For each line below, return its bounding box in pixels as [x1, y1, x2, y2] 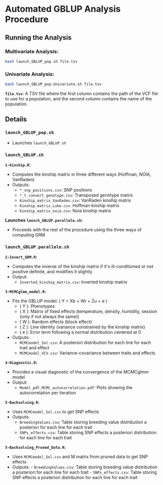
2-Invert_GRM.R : [5, 254, 38, 260]
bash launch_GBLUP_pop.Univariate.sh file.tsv [5, 82, 102, 87]
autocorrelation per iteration [19, 390, 76, 396]
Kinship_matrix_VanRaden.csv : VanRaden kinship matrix [19, 197, 131, 203]
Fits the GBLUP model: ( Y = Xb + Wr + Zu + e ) [12, 298, 108, 304]
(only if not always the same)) [19, 314, 80, 320]
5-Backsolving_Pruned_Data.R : [5, 444, 66, 450]
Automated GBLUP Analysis [5, 3, 121, 15]
